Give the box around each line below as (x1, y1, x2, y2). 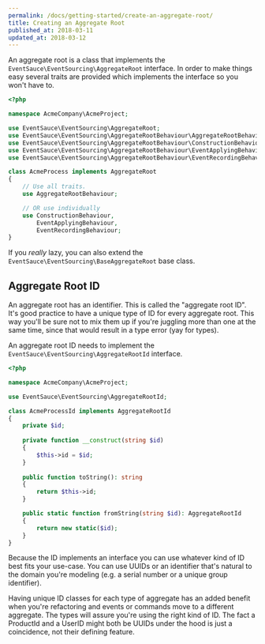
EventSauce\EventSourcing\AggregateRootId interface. (8, 349, 183, 359)
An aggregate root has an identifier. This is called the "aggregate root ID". (8, 300, 247, 310)
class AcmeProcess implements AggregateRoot (8, 168, 157, 176)
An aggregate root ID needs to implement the (8, 341, 155, 350)
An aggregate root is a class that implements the (8, 55, 166, 65)
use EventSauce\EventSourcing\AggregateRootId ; (8, 393, 168, 401)
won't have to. (8, 81, 55, 90)
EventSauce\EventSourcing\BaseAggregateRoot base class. (8, 256, 196, 266)
